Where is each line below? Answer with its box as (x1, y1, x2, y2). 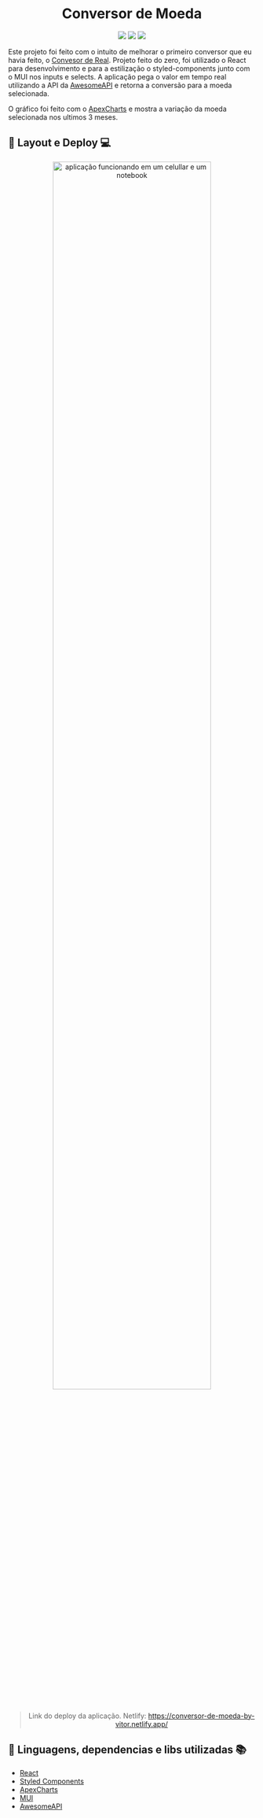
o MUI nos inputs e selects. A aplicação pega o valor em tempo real (8, 72, 227, 81)
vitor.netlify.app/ (115, 1719, 169, 1728)
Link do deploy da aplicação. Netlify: (28, 1711, 147, 1720)
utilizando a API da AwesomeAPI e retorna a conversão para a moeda (8, 80, 232, 90)
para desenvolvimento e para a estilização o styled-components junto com (8, 64, 250, 73)
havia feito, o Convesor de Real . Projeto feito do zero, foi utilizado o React (8, 55, 247, 65)
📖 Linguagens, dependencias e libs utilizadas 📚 (8, 1743, 247, 1757)
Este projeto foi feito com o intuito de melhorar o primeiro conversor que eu (8, 46, 253, 56)
